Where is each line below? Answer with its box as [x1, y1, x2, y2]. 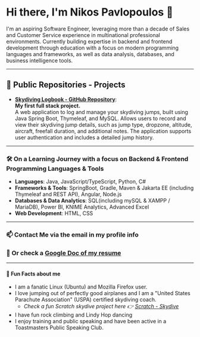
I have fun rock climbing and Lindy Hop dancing [14, 311, 133, 318]
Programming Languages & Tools [6, 164, 104, 173]
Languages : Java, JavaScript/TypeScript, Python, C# [14, 178, 146, 185]
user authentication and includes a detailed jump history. [14, 134, 154, 141]
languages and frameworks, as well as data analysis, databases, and [6, 50, 174, 57]
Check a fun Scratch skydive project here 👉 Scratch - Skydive [23, 303, 179, 310]
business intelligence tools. [6, 57, 73, 64]
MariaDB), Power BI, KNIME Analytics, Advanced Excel [14, 203, 149, 211]
